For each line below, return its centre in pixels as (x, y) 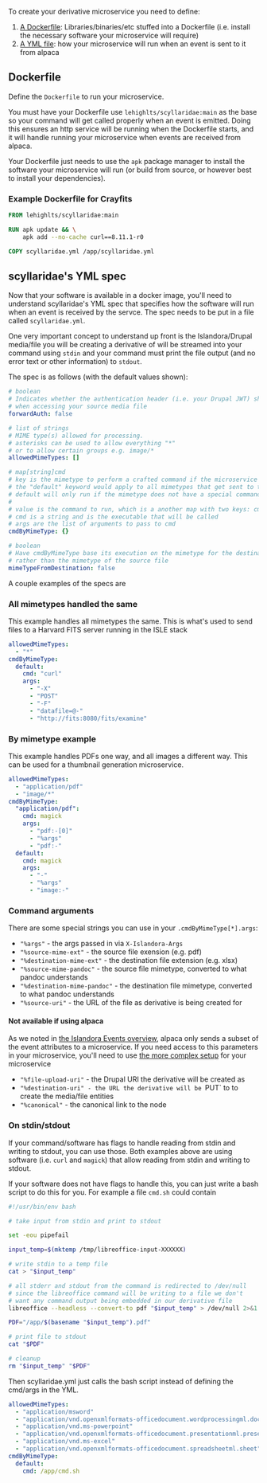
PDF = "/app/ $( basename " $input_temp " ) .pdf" (79, 1323)
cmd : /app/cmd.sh (51, 1471)
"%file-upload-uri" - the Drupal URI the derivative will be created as (132, 1079)
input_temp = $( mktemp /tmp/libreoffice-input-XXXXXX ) (97, 1250)
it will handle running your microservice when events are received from (124, 137)
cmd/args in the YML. (44, 1390)
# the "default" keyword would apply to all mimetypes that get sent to (131, 487)
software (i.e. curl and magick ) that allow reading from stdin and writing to (129, 1160)
